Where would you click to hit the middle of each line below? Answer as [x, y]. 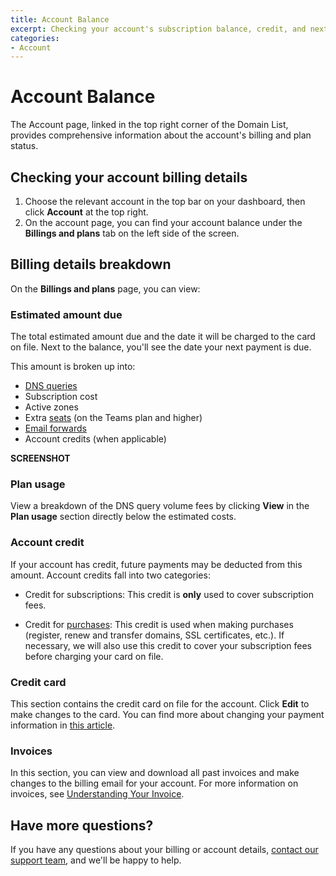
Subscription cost [61, 397]
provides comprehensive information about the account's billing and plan [161, 135]
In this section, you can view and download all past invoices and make [155, 773]
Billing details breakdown [91, 264]
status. [24, 146]
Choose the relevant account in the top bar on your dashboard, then [165, 201]
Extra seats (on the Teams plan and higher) [113, 418]
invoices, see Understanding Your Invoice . [97, 794]
